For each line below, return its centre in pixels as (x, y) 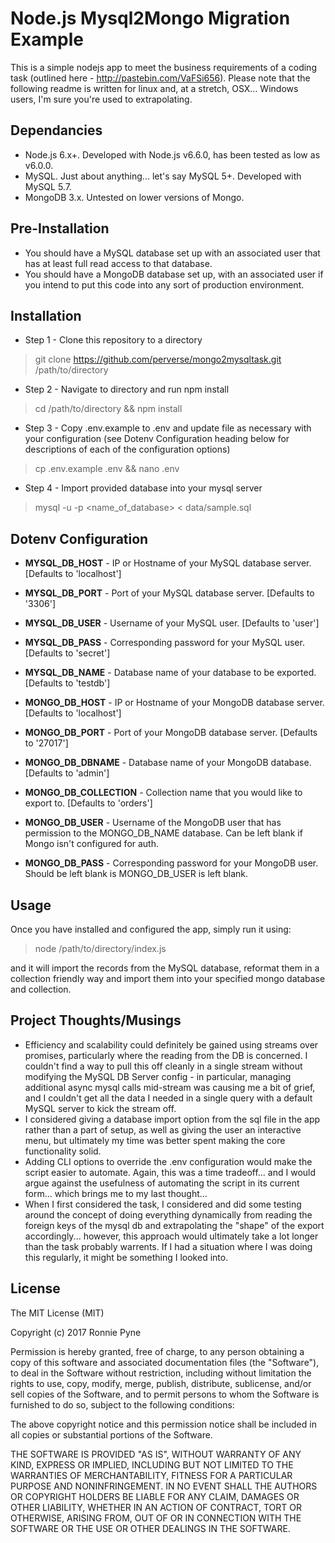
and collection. (41, 989)
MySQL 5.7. (48, 186)
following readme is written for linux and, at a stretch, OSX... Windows (154, 88)
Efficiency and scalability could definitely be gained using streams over (171, 1044)
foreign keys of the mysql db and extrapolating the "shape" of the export (174, 1225)
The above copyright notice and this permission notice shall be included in (163, 1424)
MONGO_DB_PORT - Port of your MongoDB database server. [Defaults (171, 733)
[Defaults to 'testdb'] (67, 683)
